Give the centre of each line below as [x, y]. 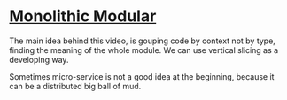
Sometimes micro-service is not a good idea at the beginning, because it [142, 76]
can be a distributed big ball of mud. [75, 86]
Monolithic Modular [83, 16]
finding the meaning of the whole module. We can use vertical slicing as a [144, 50]
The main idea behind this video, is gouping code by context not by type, [143, 41]
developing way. [39, 59]
